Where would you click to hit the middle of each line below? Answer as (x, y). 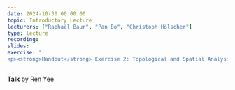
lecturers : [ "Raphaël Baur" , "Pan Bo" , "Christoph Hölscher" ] (100, 27)
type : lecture (28, 33)
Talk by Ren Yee (31, 79)
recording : (23, 40)
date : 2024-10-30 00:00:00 (47, 14)
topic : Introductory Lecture (50, 20)
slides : (19, 46)
